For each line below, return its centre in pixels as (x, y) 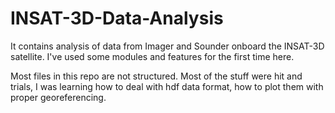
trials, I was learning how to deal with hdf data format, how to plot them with (167, 86)
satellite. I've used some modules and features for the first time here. (152, 56)
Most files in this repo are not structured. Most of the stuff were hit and (156, 76)
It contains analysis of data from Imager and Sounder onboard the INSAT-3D (167, 46)
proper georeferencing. (58, 97)
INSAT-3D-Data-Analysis (117, 18)
